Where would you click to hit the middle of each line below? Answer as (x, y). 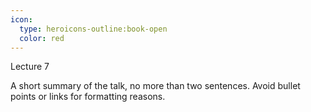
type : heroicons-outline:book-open (93, 29)
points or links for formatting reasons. (88, 97)
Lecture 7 (30, 67)
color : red (42, 38)
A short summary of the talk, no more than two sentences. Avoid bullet (155, 86)
